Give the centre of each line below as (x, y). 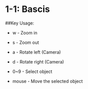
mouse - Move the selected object (47, 81)
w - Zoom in (25, 32)
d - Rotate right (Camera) (38, 61)
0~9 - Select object (32, 71)
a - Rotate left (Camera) (37, 52)
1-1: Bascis (28, 9)
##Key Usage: (20, 23)
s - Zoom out (26, 42)
